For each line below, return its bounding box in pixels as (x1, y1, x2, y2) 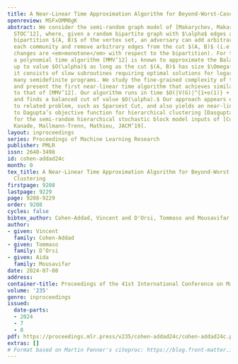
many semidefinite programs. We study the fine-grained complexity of (13, 76, 227, 84)
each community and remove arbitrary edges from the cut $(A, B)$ (13, 43, 214, 50)
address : (7, 273, 33, 280)
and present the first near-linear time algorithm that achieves (13, 83, 211, 90)
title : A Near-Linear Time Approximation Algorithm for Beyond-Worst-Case (7, 10, 233, 18)
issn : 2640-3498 (7, 149, 55, 156)
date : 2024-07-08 (7, 267, 59, 274)
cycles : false (7, 208, 50, 215)
